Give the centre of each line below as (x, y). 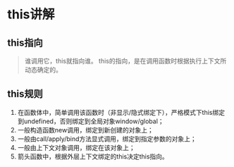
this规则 (25, 94)
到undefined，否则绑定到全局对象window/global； (91, 121)
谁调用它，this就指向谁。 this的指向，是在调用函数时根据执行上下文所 (125, 61)
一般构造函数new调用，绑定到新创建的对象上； (85, 130)
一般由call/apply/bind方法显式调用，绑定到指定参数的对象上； (107, 139)
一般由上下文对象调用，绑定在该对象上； (76, 147)
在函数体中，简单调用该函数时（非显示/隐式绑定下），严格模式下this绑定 (121, 112)
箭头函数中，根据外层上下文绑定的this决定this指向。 (93, 156)
